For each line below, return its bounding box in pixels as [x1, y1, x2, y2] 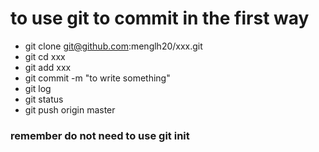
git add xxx [24, 61, 72, 73]
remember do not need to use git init [10, 128, 190, 142]
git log [24, 82, 52, 94]
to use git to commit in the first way [10, 7, 310, 30]
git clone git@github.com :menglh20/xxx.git [24, 40, 203, 52]
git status [24, 93, 64, 105]
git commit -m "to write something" [24, 72, 171, 84]
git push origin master [24, 103, 116, 116]
